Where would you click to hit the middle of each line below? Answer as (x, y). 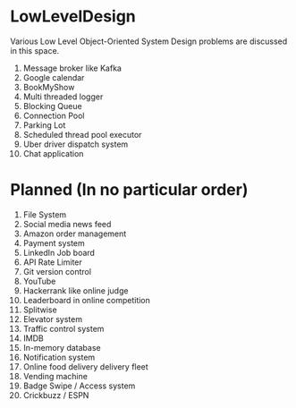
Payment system (54, 242)
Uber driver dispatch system (76, 144)
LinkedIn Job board (59, 252)
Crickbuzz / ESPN (56, 395)
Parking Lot (44, 125)
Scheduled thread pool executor (82, 134)
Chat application (53, 153)
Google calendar (54, 77)
